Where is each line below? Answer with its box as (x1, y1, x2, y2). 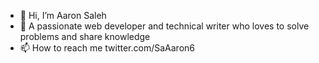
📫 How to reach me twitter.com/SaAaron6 (19, 42, 196, 54)
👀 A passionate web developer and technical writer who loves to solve (19, 20, 310, 32)
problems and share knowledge (19, 31, 151, 42)
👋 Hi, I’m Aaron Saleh (19, 10, 107, 21)
